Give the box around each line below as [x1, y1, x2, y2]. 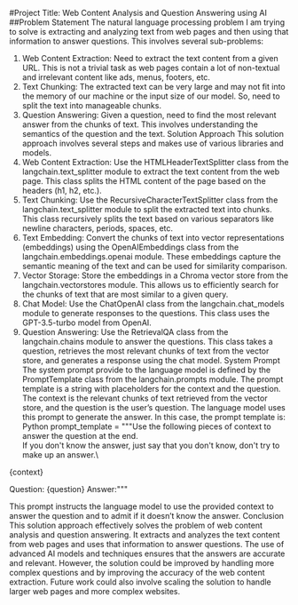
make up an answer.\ [21, 450, 99, 460]
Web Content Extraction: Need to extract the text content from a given [21, 53, 278, 63]
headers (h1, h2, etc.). [21, 186, 102, 195]
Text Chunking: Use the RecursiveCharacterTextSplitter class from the [21, 195, 278, 205]
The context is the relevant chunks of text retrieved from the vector [21, 393, 268, 403]
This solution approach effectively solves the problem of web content [9, 520, 263, 530]
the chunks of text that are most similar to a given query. [21, 289, 229, 299]
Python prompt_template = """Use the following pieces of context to [21, 421, 272, 432]
